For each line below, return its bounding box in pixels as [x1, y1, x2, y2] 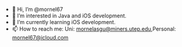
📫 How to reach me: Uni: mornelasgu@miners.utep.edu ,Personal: [11, 25, 176, 33]
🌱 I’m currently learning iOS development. [11, 19, 116, 25]
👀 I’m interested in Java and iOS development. [11, 12, 127, 19]
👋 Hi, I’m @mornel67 [11, 6, 63, 13]
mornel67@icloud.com [11, 34, 69, 41]
